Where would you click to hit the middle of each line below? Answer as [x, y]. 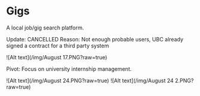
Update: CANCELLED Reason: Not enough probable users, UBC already [95, 39]
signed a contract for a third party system [58, 46]
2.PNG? [184, 80]
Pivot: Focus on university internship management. [69, 69]
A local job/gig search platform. [45, 28]
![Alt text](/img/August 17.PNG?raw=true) [57, 57]
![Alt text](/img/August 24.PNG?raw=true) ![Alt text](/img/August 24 [90, 80]
